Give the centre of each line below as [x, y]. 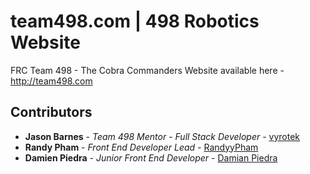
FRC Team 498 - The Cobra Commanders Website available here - [147, 70]
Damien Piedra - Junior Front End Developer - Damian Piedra [151, 157]
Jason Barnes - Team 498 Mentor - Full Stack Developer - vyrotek [162, 136]
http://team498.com [51, 81]
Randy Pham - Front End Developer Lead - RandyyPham [141, 147]
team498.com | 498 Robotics [135, 21]
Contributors [51, 112]
